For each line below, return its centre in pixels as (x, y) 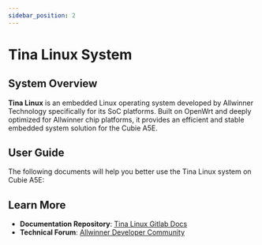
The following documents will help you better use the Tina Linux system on (130, 171)
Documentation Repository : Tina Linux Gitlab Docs (103, 224)
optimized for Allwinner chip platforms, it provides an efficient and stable (126, 119)
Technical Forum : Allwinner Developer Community (102, 232)
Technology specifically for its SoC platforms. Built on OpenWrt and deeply (130, 111)
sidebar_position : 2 (42, 15)
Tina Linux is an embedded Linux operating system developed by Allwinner (131, 103)
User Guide (36, 153)
